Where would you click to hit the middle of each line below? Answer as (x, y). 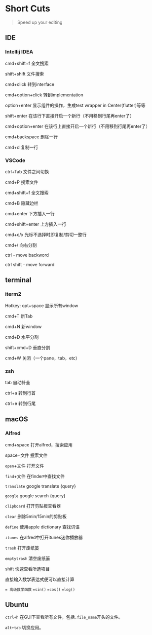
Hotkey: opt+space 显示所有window (42, 305)
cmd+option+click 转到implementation (44, 95)
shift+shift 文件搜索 (25, 74)
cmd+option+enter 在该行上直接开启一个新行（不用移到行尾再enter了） (78, 126)
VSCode (15, 160)
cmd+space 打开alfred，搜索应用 (39, 444)
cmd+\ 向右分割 (21, 245)
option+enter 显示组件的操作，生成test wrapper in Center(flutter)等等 (75, 105)
